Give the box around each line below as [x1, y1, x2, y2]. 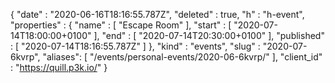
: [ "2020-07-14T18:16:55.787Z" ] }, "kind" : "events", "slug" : [10, 40, 261, 52]
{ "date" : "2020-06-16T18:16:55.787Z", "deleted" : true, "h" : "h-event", [10, 9, 305, 20]
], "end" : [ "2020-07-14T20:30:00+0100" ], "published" [93, 30, 325, 41]
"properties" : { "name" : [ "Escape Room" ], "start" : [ [10, 19, 232, 31]
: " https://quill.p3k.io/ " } [10, 62, 108, 73]
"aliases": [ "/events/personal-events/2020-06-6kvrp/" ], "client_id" [42, 51, 323, 63]
